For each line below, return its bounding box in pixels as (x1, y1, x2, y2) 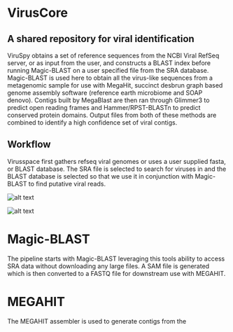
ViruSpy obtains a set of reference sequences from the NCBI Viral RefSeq (7, 51, 220, 60)
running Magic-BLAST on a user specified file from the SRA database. (7, 67, 209, 74)
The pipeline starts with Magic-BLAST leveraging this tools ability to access (7, 254, 225, 263)
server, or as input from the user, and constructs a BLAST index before (7, 59, 211, 67)
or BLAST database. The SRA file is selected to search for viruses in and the (7, 165, 227, 173)
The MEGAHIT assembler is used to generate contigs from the (7, 317, 187, 325)
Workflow (7, 139, 51, 151)
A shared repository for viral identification (7, 33, 195, 45)
